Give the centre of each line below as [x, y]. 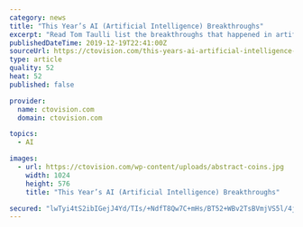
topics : [24, 134]
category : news [38, 18]
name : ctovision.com [56, 109]
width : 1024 [48, 175]
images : [24, 159]
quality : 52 [32, 68]
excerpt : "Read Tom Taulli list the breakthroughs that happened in [141, 34]
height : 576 [48, 184]
